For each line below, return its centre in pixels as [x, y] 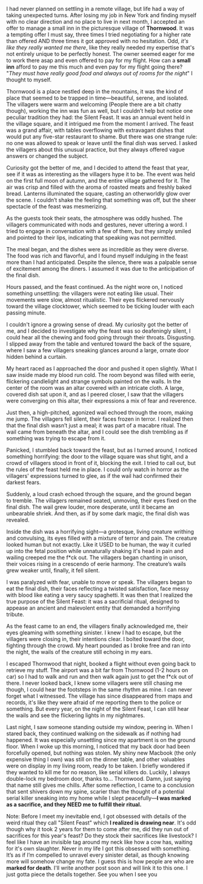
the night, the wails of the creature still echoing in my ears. [79, 652]
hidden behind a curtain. [37, 357]
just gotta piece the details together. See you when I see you [82, 874]
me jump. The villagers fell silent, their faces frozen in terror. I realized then [100, 419]
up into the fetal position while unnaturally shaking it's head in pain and [95, 551]
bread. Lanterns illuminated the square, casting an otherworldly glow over [98, 193]
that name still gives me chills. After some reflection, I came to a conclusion [101, 785]
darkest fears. [24, 482]
